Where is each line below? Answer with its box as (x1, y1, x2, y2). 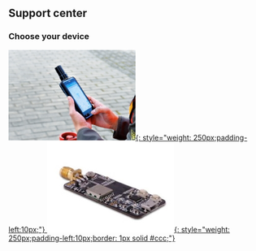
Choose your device (8, 31, 89, 42)
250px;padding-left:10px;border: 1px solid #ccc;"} (8, 233, 176, 243)
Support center (8, 6, 88, 20)
